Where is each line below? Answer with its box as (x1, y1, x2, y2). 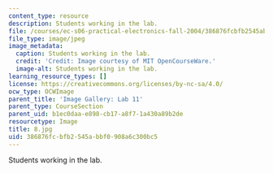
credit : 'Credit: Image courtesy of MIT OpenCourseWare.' (15, 58, 217, 66)
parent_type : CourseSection (8, 102, 104, 110)
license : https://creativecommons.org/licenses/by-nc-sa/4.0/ (8, 80, 223, 88)
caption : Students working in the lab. (15, 50, 151, 58)
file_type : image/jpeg (8, 34, 85, 43)
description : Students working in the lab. (8, 19, 158, 28)
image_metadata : (8, 42, 63, 50)
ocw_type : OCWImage (8, 87, 75, 96)
